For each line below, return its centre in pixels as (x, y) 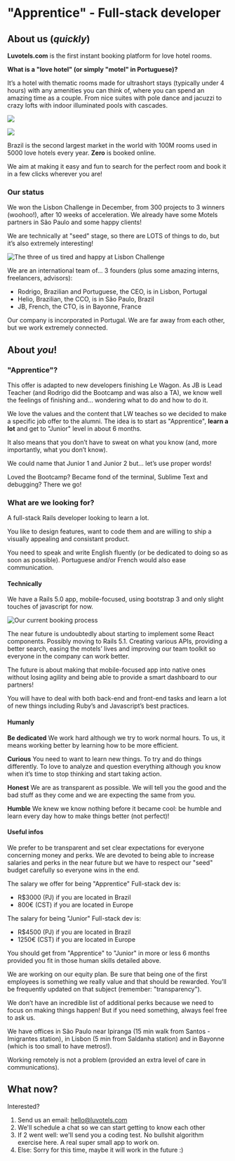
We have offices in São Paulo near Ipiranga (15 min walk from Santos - (109, 1031)
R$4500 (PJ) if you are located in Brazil (74, 932)
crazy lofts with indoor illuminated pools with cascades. (88, 105)
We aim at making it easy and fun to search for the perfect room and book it (117, 166)
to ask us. (21, 1018)
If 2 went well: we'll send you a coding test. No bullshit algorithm (110, 1135)
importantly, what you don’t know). (58, 449)
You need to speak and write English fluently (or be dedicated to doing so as (117, 552)
